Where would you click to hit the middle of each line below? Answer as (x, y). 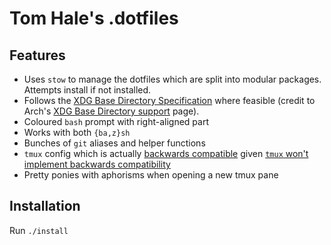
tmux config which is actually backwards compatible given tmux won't (166, 153)
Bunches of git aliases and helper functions (114, 143)
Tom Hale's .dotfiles (94, 18)
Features (37, 55)
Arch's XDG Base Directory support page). (111, 111)
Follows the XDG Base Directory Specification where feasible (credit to (169, 100)
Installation (45, 206)
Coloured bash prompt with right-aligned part (116, 121)
